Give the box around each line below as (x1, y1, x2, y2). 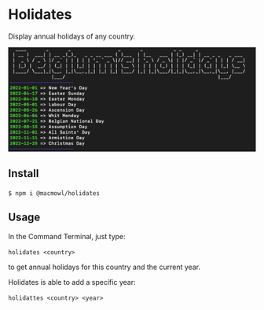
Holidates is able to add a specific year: (8, 277, 136, 286)
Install (8, 167, 39, 180)
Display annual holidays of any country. (8, 31, 136, 41)
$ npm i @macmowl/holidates (8, 189, 101, 197)
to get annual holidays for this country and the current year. (8, 262, 201, 271)
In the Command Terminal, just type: (8, 231, 126, 241)
